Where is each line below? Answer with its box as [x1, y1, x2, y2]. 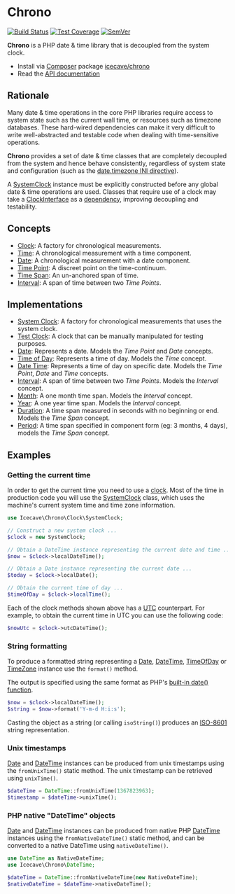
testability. [7, 202, 37, 211]
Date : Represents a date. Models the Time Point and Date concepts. [17, 347, 213, 356]
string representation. [7, 725, 70, 734]
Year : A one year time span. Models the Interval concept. [17, 399, 182, 407]
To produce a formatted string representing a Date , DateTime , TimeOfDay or [7, 657, 227, 666]
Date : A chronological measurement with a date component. [17, 256, 191, 265]
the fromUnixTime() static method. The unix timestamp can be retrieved [7, 767, 213, 775]
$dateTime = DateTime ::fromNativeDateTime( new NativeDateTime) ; [7, 874, 199, 881]
